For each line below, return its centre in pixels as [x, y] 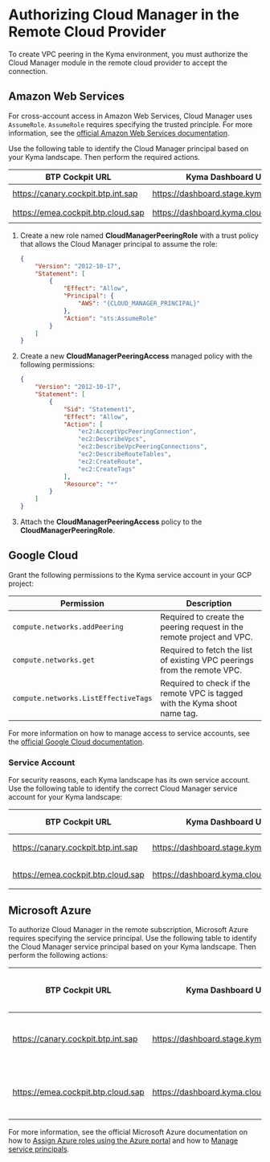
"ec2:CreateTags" [106, 469]
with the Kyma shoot [199, 703]
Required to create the [202, 616]
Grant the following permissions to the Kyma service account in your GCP [130, 575]
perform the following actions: [58, 955]
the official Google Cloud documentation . [76, 742]
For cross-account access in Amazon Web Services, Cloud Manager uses [131, 116]
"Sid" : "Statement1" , [99, 409]
